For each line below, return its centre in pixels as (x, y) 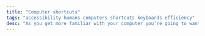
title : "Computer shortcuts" (43, 12)
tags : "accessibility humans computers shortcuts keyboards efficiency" (101, 18)
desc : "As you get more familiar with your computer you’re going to (97, 23)
